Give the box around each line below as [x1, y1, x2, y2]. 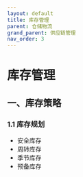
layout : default [7, 10, 54, 17]
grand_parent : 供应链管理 [7, 29, 76, 37]
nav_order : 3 [7, 36, 45, 43]
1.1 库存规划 [7, 119, 45, 129]
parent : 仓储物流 [7, 23, 53, 30]
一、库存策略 [7, 97, 62, 109]
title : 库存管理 [7, 17, 49, 23]
